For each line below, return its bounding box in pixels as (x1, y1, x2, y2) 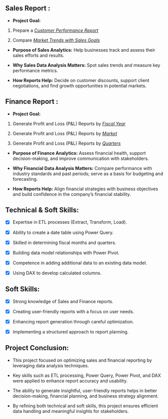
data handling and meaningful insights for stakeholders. (12, 408, 129, 414)
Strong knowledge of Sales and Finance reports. (12, 298, 114, 304)
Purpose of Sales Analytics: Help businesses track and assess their (12, 47, 155, 53)
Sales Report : (5, 4, 51, 13)
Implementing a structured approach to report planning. (12, 328, 129, 334)
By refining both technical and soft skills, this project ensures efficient (12, 402, 158, 409)
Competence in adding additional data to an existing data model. (12, 260, 147, 266)
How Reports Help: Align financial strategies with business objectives (12, 186, 158, 192)
